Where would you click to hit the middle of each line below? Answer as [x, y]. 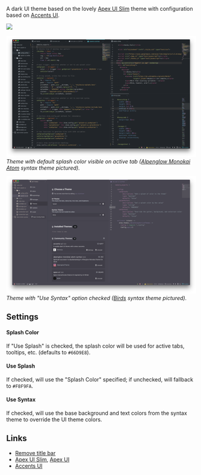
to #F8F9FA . [20, 386]
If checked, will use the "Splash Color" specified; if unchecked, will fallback [100, 379]
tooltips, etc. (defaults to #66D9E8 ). [48, 352]
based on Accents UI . [33, 15]
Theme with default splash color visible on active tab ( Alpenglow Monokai [98, 161]
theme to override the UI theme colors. [54, 419]
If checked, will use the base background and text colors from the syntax [97, 413]
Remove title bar [35, 453]
